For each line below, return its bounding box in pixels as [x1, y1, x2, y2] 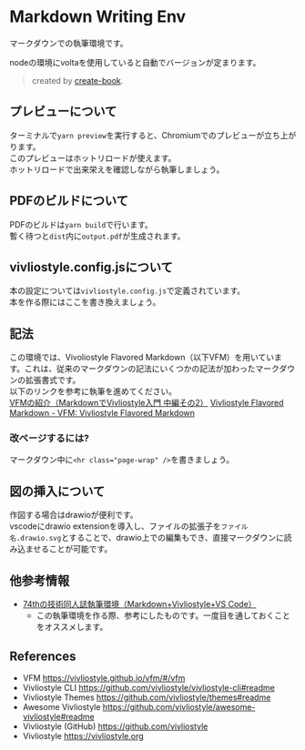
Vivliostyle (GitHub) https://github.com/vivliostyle [22, 721, 208, 732]
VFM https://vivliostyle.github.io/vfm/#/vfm [22, 672, 186, 684]
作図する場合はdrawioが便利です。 [9, 510, 138, 521]
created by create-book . [31, 75, 124, 86]
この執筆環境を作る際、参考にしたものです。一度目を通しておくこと [36, 610, 291, 621]
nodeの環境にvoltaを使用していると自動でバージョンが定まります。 [9, 56, 261, 67]
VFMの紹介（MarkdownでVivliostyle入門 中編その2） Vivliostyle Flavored [9, 398, 284, 409]
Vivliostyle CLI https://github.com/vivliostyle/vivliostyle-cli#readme [22, 682, 275, 693]
